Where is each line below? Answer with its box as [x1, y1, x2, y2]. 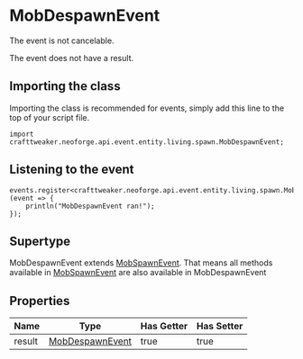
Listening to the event [9, 162, 134, 177]
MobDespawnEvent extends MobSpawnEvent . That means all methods [9, 257, 273, 268]
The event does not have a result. [9, 52, 133, 63]
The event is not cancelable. [9, 35, 115, 46]
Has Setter [197, 320, 243, 333]
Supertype [9, 233, 71, 248]
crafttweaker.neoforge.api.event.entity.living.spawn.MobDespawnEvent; [9, 137, 284, 147]
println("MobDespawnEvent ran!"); [25, 202, 155, 211]
